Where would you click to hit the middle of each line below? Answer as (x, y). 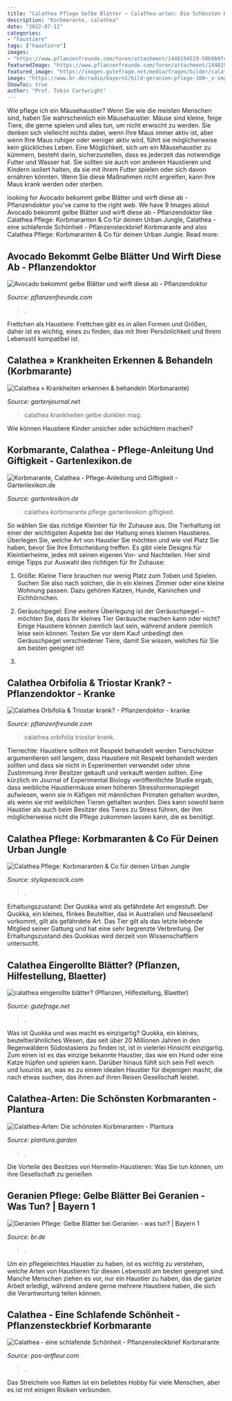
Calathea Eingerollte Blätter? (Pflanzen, (94, 965)
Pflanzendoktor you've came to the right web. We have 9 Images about (108, 205)
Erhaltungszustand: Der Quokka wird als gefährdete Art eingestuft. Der (108, 907)
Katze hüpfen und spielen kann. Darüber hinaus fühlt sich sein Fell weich (110, 1062)
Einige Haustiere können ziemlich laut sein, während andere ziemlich (115, 626)
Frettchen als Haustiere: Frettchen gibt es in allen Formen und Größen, (107, 324)
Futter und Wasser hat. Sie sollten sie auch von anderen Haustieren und (109, 162)
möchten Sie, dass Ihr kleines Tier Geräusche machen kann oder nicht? (119, 618)
